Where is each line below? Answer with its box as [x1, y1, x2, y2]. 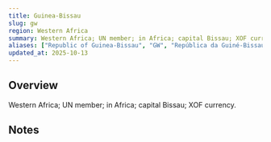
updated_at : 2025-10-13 [8, 49, 89, 57]
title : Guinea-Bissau [8, 11, 81, 20]
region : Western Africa [8, 26, 89, 34]
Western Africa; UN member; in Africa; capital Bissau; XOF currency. [8, 99, 236, 109]
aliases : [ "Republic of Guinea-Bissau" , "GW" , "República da [8, 42, 219, 50]
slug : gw [8, 19, 38, 27]
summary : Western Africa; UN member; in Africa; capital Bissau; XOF [8, 34, 248, 43]
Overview [8, 79, 59, 92]
